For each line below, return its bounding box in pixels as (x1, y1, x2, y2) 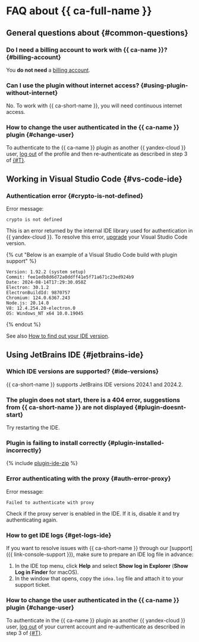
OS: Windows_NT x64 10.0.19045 (6, 310, 84, 317)
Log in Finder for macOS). (14, 568, 79, 576)
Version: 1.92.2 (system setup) (6, 269, 86, 275)
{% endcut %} (6, 321, 42, 328)
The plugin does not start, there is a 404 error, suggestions (6, 396, 180, 404)
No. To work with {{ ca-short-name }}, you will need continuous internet (6, 102, 182, 109)
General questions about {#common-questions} (6, 28, 189, 38)
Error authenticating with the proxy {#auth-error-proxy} (6, 475, 171, 483)
